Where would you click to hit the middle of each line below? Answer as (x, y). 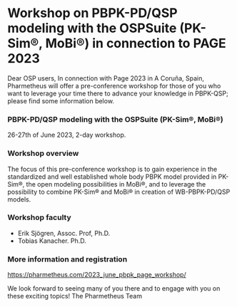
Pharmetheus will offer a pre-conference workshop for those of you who (114, 85)
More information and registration (67, 259)
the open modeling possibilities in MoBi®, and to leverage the (116, 184)
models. (19, 199)
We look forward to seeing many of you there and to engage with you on (114, 288)
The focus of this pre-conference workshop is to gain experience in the (112, 169)
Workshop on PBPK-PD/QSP (92, 13)
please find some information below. (61, 100)
